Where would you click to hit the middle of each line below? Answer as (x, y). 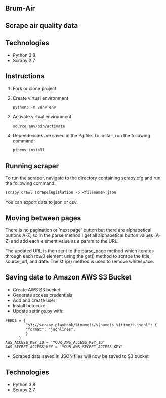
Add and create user (34, 300)
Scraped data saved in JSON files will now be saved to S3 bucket (81, 356)
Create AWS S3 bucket (36, 289)
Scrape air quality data (42, 26)
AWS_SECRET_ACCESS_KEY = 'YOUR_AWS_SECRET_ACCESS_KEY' (64, 347)
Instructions (25, 76)
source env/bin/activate (39, 126)
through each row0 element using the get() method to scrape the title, (78, 256)
